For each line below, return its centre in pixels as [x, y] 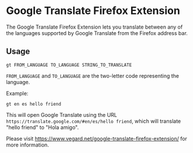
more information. [27, 145]
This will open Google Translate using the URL [62, 114]
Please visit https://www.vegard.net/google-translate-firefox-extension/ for [96, 138]
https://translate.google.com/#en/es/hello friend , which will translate [94, 121]
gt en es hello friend [34, 104]
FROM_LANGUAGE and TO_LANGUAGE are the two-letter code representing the [93, 76]
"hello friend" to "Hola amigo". [42, 127]
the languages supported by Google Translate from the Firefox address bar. [97, 33]
